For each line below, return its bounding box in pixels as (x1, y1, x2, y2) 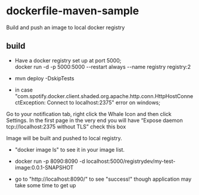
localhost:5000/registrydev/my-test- (86, 158, 176, 165)
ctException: (14, 99, 46, 106)
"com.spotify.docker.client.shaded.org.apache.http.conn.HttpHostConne (14, 92, 194, 99)
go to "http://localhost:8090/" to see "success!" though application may (14, 175, 192, 183)
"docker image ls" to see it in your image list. (14, 146, 125, 153)
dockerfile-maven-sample (6, 4, 139, 18)
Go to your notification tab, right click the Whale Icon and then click (6, 110, 172, 117)
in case (14, 86, 33, 93)
